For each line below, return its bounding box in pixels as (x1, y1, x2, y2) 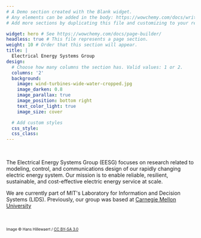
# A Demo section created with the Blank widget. (6, 8, 133, 15)
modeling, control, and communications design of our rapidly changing (6, 165, 181, 173)
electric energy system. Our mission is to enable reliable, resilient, (6, 171, 169, 179)
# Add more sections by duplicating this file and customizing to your (6, 20, 188, 26)
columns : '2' (11, 70, 44, 76)
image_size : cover (17, 109, 63, 115)
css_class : (11, 131, 39, 137)
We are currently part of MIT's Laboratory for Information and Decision (6, 189, 181, 197)
